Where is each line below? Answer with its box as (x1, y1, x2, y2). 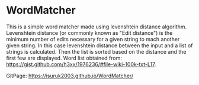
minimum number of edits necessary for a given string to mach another (6, 35, 180, 42)
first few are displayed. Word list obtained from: (6, 54, 123, 61)
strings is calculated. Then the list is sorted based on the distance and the (6, 48, 187, 55)
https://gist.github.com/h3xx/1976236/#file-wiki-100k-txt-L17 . (6, 60, 156, 68)
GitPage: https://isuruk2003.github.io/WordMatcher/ (6, 72, 134, 79)
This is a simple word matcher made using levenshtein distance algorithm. (6, 23, 187, 30)
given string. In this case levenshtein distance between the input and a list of (6, 42, 193, 49)
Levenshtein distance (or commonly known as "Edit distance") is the (6, 29, 173, 36)
